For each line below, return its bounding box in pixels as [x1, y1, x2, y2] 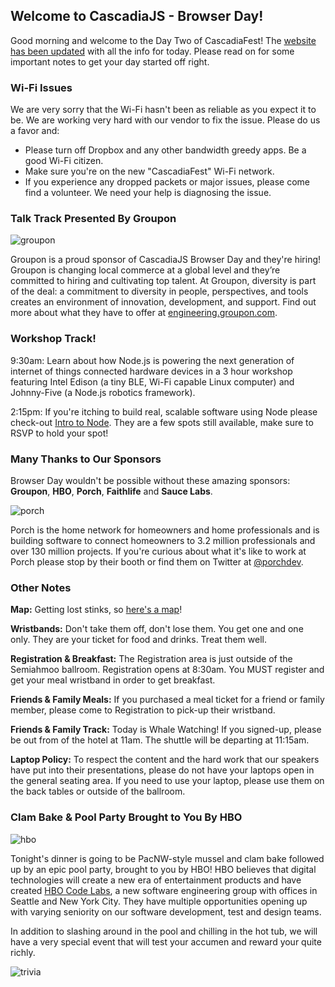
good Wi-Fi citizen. [24, 155, 104, 167]
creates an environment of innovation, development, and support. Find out [10, 296, 317, 308]
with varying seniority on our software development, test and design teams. [10, 905, 322, 918]
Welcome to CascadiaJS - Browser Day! [10, 8, 264, 25]
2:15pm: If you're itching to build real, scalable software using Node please [10, 405, 318, 418]
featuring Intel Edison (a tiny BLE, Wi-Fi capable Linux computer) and [10, 375, 295, 388]
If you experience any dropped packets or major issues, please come [24, 176, 310, 188]
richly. [10, 946, 36, 958]
